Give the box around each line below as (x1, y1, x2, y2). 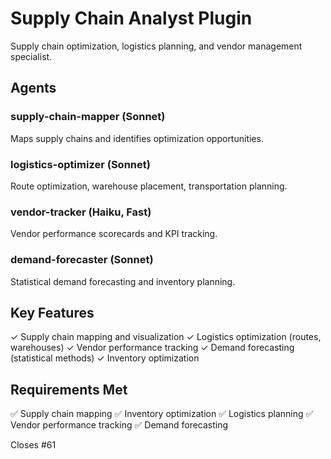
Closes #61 (10, 439, 57, 451)
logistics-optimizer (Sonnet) (10, 157, 151, 171)
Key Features (10, 304, 95, 321)
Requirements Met (10, 381, 128, 398)
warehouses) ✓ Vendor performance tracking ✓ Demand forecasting (10, 342, 295, 354)
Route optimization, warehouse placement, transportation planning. (10, 180, 288, 192)
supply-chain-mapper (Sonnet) (10, 110, 166, 124)
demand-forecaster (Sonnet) (10, 253, 154, 267)
